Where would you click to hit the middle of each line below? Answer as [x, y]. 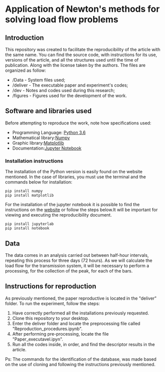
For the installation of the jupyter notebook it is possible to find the [72, 205]
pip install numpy [24, 191]
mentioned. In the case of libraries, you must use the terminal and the [76, 177]
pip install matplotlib [30, 195]
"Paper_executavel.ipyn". [37, 339]
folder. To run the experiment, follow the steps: [52, 303]
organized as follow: [26, 70]
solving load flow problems [62, 19]
